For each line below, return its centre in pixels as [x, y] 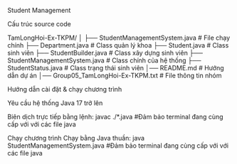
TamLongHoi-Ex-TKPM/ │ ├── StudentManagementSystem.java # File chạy [119, 38]
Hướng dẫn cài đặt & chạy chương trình [65, 89]
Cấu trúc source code [39, 24]
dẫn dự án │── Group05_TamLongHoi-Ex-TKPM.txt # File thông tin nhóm [115, 75]
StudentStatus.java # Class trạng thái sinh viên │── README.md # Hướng [116, 68]
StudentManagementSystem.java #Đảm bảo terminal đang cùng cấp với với [118, 146]
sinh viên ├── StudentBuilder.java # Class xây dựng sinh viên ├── [105, 53]
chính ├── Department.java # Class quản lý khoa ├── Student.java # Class [118, 45]
